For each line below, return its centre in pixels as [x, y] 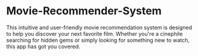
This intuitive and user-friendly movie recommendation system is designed [99, 27]
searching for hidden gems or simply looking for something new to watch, [98, 40]
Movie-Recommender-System [84, 11]
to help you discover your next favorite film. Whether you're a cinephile [94, 33]
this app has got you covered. [43, 46]
